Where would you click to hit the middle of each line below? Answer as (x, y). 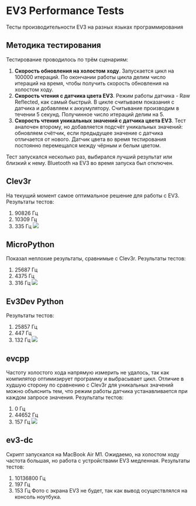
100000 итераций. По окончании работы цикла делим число (90, 77)
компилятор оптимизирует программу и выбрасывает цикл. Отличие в (95, 379)
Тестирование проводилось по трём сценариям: (67, 59)
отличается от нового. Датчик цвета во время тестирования (90, 139)
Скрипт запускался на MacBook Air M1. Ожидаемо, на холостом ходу (93, 454)
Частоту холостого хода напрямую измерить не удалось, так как (88, 372)
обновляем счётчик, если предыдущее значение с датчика (89, 133)
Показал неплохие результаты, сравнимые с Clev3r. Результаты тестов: (96, 259)
